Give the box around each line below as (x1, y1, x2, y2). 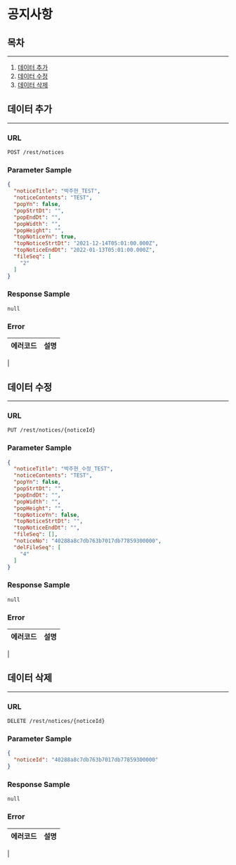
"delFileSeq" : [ (13, 544, 61, 551)
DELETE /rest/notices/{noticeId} (7, 718, 105, 725)
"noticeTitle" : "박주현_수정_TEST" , (13, 466, 114, 473)
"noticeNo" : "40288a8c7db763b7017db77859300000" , (13, 537, 162, 545)
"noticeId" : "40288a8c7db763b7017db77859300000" (13, 757, 159, 764)
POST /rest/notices (7, 149, 65, 156)
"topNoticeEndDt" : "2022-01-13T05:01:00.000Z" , (13, 247, 156, 254)
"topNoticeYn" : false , (13, 511, 80, 518)
